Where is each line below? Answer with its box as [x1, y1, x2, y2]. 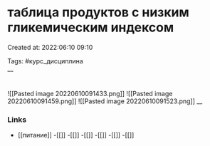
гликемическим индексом [7, 19, 174, 36]
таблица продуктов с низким [7, 4, 190, 21]
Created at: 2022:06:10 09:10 [7, 43, 93, 51]
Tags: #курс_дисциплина [7, 56, 83, 65]
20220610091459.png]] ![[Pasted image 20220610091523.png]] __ [7, 97, 203, 105]
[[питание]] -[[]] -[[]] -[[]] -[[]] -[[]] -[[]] [17, 131, 135, 140]
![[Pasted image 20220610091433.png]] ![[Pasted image [7, 90, 173, 98]
